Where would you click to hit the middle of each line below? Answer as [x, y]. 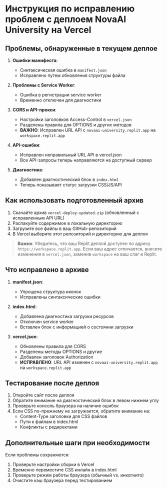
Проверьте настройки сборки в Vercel [53, 464]
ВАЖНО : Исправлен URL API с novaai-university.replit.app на [88, 130]
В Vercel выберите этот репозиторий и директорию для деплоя [80, 233]
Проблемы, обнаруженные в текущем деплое [81, 48]
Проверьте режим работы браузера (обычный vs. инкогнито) [78, 475]
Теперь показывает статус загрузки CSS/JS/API [71, 185]
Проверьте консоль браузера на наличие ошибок [65, 406]
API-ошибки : [26, 145]
